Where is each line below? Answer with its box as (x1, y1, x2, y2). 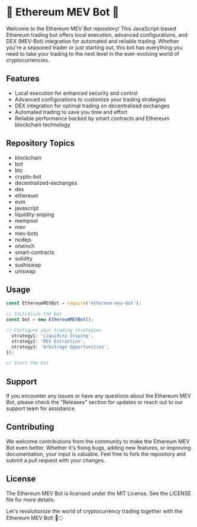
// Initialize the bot (6, 311, 62, 317)
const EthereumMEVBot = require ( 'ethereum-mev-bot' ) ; (6, 300, 142, 306)
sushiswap (14, 261, 41, 268)
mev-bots (14, 230, 38, 237)
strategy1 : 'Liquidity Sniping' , (11, 332, 94, 339)
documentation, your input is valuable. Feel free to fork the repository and (6, 450, 186, 458)
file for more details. (6, 496, 55, 503)
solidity (14, 255, 33, 262)
